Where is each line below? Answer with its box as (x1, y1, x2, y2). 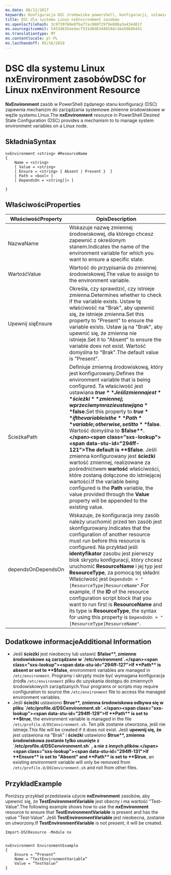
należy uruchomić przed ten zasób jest (69, 518, 162, 525)
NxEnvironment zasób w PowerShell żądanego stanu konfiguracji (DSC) (5, 101, 158, 107)
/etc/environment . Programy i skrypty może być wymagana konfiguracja (12, 673, 165, 679)
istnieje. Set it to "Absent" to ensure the (69, 336, 162, 343)
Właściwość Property (10, 215, 63, 223)
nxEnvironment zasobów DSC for (5, 73, 147, 85)
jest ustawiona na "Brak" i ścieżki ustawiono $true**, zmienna (12, 732, 145, 739)
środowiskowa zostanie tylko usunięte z (12, 737, 100, 744)
